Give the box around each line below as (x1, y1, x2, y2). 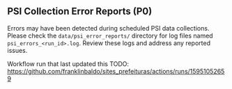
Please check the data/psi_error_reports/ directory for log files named (7, 31, 214, 40)
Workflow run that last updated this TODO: (7, 59, 130, 68)
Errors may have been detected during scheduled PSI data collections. (7, 24, 210, 32)
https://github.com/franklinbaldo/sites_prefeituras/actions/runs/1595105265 (7, 67, 225, 75)
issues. (7, 46, 28, 54)
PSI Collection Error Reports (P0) (7, 6, 153, 17)
